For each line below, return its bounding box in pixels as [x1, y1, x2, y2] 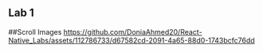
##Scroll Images [8, 27, 62, 36]
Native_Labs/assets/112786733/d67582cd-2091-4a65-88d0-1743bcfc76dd [8, 35, 255, 45]
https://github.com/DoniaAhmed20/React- [63, 27, 202, 36]
